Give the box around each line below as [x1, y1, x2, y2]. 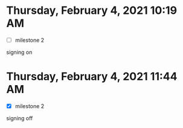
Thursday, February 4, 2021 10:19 [6, 4, 177, 18]
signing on [6, 49, 33, 56]
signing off [6, 115, 33, 121]
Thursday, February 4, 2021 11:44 [6, 70, 178, 83]
